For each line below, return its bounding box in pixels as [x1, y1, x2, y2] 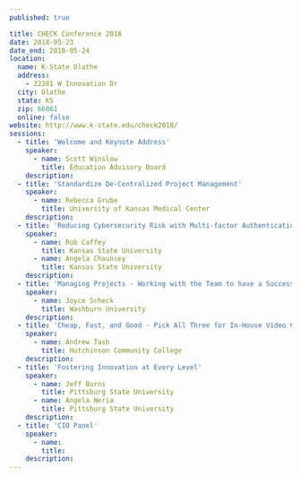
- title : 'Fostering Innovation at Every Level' [17, 362, 202, 372]
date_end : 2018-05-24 [9, 46, 90, 55]
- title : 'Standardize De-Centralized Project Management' [17, 179, 243, 188]
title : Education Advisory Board [41, 162, 167, 171]
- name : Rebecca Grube [32, 196, 118, 205]
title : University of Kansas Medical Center [41, 204, 211, 213]
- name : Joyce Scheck [32, 296, 115, 305]
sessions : [9, 129, 47, 139]
